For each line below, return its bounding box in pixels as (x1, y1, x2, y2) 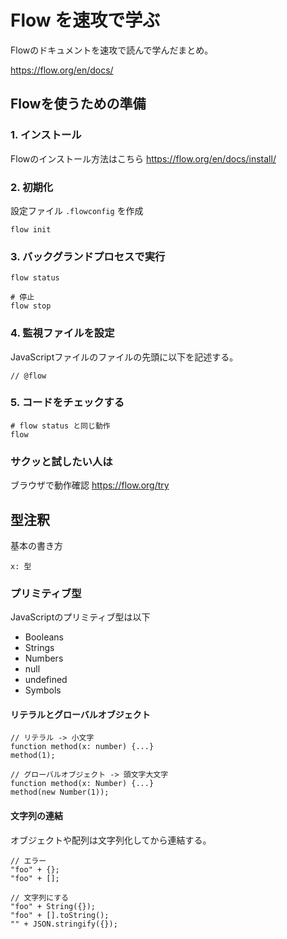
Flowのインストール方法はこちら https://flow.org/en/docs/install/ (10, 152, 277, 165)
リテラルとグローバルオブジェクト (10, 708, 151, 720)
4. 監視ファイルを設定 (10, 326, 115, 340)
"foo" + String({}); (10, 901, 97, 911)
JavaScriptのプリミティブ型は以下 (10, 611, 151, 623)
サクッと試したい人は (10, 454, 113, 468)
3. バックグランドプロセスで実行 (10, 249, 166, 263)
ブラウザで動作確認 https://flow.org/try (10, 479, 170, 491)
